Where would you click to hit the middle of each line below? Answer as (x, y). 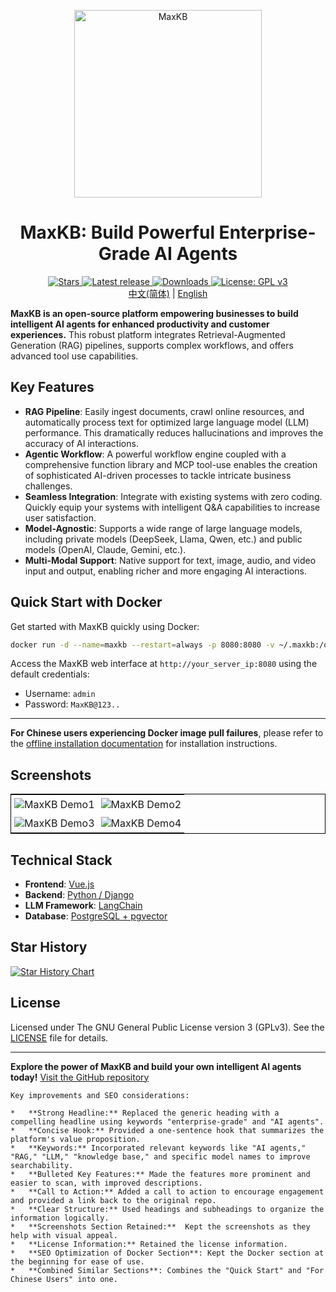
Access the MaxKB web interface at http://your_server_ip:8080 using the (164, 664)
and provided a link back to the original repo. (113, 1200)
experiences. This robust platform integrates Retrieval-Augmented (148, 334)
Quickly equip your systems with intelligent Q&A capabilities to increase (172, 507)
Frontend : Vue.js (59, 884)
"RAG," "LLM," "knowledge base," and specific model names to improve (160, 1156)
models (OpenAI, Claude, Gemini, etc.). (105, 549)
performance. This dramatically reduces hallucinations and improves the (174, 432)
